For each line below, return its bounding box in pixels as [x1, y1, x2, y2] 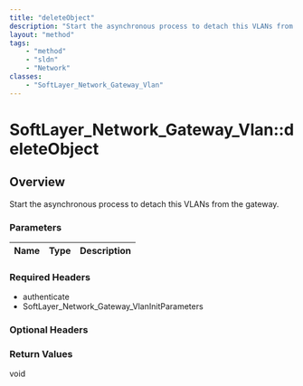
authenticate [22, 291, 70, 303]
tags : [9, 38, 30, 48]
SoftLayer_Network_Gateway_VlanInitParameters [22, 301, 204, 312]
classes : [9, 72, 43, 81]
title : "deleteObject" [9, 13, 95, 23]
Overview [9, 174, 66, 190]
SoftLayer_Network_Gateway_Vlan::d [9, 119, 295, 140]
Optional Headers [9, 324, 89, 336]
